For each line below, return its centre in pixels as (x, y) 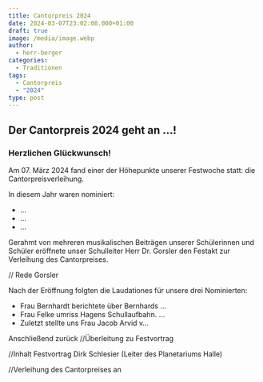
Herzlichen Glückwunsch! (60, 153)
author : (21, 46)
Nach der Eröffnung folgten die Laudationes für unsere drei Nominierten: (128, 290)
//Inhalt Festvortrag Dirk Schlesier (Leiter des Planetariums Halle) (116, 354)
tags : (17, 75)
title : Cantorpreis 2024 (50, 16)
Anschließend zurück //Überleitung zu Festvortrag (91, 338)
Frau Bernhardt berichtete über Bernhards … (93, 306)
